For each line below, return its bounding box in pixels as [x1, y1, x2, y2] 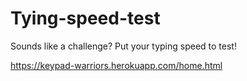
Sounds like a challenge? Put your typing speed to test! [10, 40, 237, 52]
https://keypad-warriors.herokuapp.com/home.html [10, 59, 223, 71]
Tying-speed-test [10, 7, 161, 30]
